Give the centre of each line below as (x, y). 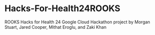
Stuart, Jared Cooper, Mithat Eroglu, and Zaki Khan (55, 27)
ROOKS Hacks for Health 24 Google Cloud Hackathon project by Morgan (77, 22)
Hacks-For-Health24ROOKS (62, 9)
